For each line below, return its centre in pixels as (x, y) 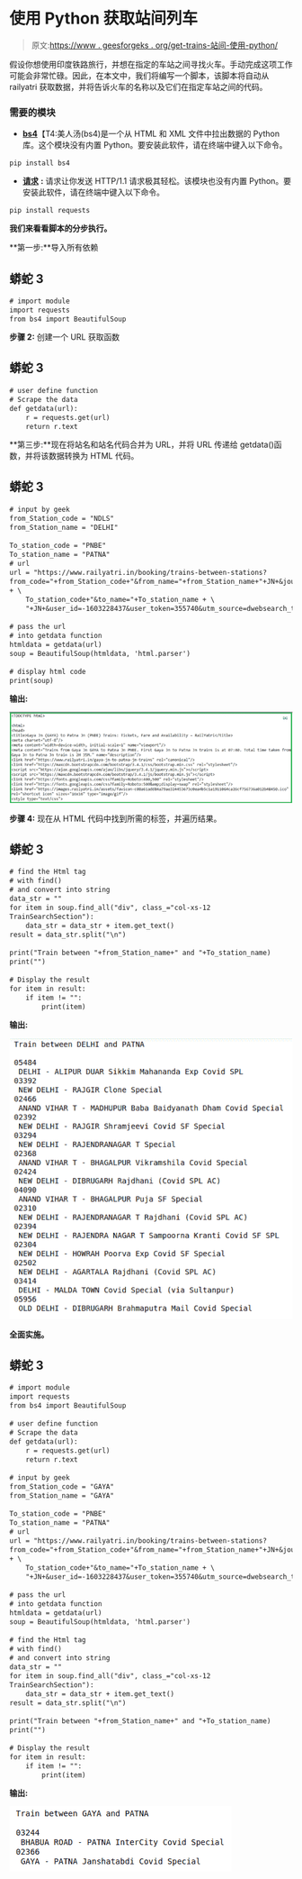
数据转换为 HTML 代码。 (93, 455)
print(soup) (31, 680)
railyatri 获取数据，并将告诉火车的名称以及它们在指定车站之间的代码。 (138, 87)
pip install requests (50, 211)
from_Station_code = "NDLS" (62, 518)
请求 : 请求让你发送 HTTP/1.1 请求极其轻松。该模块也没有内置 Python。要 (157, 181)
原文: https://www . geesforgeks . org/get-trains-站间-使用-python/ (155, 45)
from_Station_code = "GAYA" (62, 1487)
